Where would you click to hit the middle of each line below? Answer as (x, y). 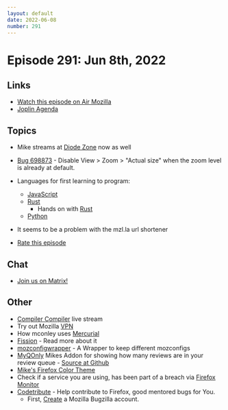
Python (37, 216)
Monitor (28, 384)
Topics (22, 131)
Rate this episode (41, 243)
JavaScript (42, 194)
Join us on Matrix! (42, 281)
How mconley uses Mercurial (58, 333)
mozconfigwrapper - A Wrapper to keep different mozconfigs (103, 348)
